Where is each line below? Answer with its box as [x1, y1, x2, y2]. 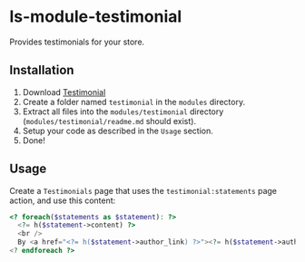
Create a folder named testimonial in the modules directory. [22, 96, 246, 107]
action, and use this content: [9, 195, 116, 206]
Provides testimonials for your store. [9, 36, 145, 47]
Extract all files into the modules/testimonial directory [22, 106, 224, 117]
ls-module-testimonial [9, 6, 182, 27]
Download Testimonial [22, 86, 106, 97]
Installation [9, 63, 74, 78]
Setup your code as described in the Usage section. [22, 125, 213, 136]
